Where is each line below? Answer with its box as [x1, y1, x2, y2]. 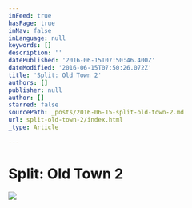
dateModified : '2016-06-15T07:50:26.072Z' [8, 64, 152, 72]
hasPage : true [8, 19, 56, 27]
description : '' [8, 49, 62, 57]
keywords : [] [8, 42, 52, 50]
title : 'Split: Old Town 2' [8, 71, 102, 79]
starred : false [8, 101, 59, 109]
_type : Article [8, 123, 59, 131]
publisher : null [8, 86, 62, 94]
